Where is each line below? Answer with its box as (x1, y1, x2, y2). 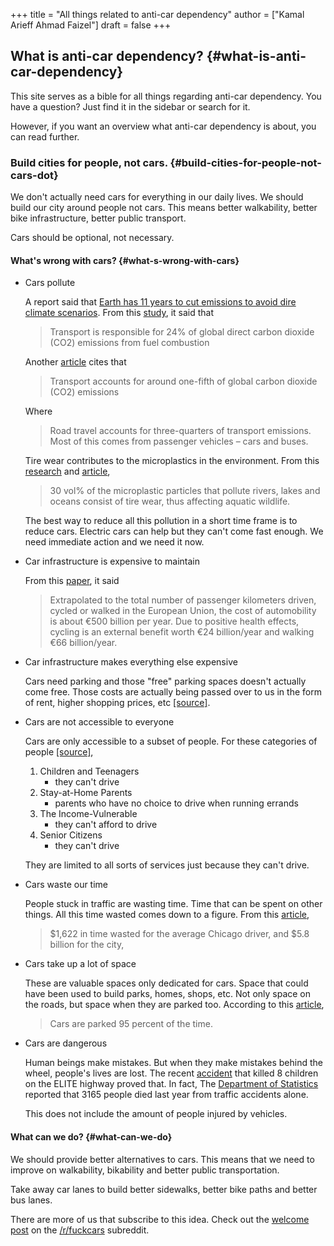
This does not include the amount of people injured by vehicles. (24, 1108, 288, 1120)
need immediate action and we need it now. (24, 536, 205, 548)
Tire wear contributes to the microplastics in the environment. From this (24, 455, 320, 467)
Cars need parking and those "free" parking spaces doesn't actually (24, 675, 307, 688)
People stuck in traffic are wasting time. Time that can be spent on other (24, 898, 323, 910)
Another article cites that (24, 356, 127, 368)
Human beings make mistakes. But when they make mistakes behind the (24, 1057, 323, 1069)
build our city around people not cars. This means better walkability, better (10, 202, 318, 214)
